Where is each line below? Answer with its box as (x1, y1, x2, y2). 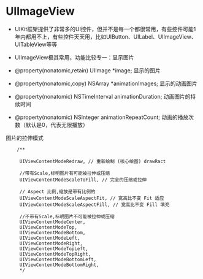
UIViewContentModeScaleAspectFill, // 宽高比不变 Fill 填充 (19, 201, 170, 208)
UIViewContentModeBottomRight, (19, 262, 99, 268)
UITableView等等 (14, 40, 58, 48)
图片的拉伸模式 (6, 134, 44, 142)
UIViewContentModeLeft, (19, 235, 80, 241)
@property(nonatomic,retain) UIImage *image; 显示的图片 (14, 66, 161, 74)
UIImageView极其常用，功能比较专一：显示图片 (14, 53, 134, 61)
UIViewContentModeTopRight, (19, 251, 91, 257)
